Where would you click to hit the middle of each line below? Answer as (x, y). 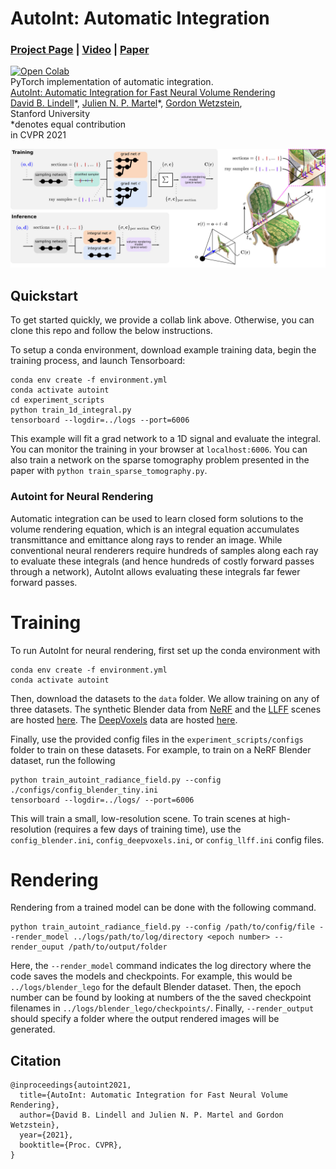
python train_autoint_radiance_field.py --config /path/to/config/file (162, 927)
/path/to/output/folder (118, 947)
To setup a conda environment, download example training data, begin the (163, 350)
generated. (33, 1029)
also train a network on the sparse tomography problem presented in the (160, 460)
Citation (36, 1060)
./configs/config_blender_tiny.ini (84, 790)
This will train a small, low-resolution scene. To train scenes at (138, 818)
